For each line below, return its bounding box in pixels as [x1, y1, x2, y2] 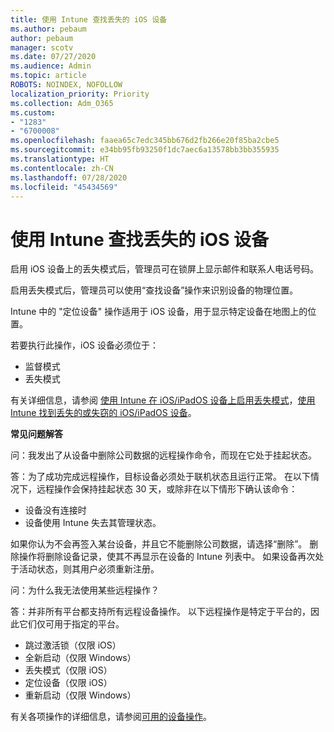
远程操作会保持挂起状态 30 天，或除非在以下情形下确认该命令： [36, 483, 298, 495]
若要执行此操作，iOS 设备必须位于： [10, 339, 160, 351]
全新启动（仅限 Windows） [24, 652, 137, 664]
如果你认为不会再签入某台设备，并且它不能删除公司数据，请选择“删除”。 [10, 538, 308, 550]
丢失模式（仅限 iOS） [24, 664, 113, 676]
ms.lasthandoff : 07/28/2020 [10, 172, 128, 183]
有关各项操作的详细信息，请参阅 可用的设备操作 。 [10, 711, 212, 723]
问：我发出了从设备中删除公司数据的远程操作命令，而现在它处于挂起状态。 [10, 449, 317, 461]
